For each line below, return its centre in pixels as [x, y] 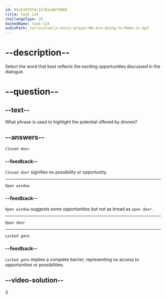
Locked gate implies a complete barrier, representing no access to [72, 259]
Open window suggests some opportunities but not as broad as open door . [79, 209]
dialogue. [15, 72]
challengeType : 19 [24, 19]
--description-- [38, 53]
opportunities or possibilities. [35, 265]
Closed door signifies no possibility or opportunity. [56, 172]
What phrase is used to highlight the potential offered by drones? [71, 122]
